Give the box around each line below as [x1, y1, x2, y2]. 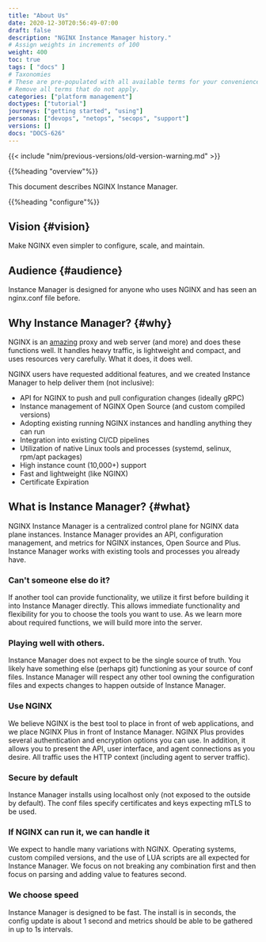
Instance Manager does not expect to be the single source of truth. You [8, 655, 241, 665]
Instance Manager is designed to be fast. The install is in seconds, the [8, 907, 237, 917]
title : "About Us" [8, 11, 69, 20]
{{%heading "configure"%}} [8, 197, 101, 207]
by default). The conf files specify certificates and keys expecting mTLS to [8, 799, 252, 808]
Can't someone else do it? [8, 575, 111, 586]
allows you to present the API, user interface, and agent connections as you [8, 743, 256, 753]
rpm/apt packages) [19, 452, 83, 462]
